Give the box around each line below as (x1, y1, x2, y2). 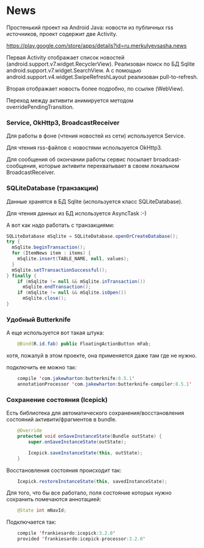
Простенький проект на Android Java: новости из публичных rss (6, 24, 174, 31)
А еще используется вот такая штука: (6, 329, 105, 336)
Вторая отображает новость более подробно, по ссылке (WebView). (6, 85, 185, 92)
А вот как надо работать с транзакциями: (6, 221, 114, 229)
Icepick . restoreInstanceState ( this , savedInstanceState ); (17, 478, 167, 484)
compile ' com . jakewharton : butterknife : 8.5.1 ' (17, 375, 135, 382)
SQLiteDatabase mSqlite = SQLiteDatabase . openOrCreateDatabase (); (6, 233, 178, 239)
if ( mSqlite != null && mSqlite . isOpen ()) (17, 290, 127, 296)
